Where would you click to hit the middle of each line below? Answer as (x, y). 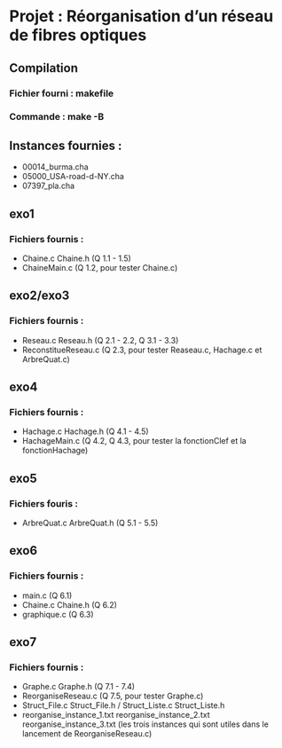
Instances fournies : (66, 145)
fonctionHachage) (55, 451)
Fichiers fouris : (43, 503)
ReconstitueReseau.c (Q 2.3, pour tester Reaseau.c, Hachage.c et (142, 350)
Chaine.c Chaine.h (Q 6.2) (70, 604)
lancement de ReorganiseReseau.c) (87, 734)
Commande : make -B (57, 117)
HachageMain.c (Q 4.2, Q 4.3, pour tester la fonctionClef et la (134, 441)
